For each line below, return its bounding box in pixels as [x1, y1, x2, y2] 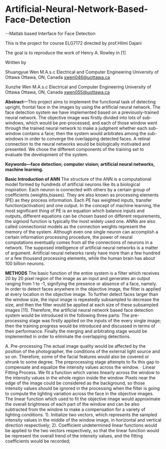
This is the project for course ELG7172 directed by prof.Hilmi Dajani [5, 40, 142, 46]
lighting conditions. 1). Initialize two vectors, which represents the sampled [5, 411, 158, 418]
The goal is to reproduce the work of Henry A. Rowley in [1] [5, 50, 126, 56]
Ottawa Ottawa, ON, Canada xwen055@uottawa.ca [5, 89, 110, 95]
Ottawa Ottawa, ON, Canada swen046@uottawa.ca [5, 74, 111, 80]
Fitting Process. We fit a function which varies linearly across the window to [5, 369, 160, 375]
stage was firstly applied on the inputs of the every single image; [29, 317, 161, 323]
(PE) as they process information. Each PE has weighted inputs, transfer [5, 197, 152, 203]
